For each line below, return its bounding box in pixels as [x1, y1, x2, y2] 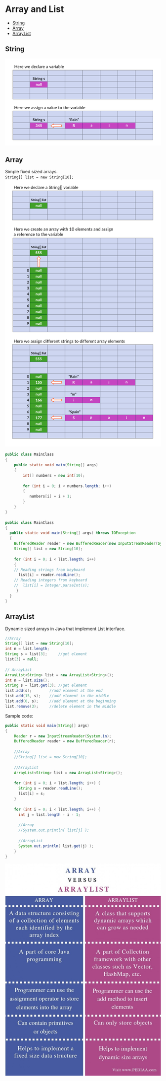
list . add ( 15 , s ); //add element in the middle [5, 694, 110, 699]
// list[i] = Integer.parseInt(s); [14, 583, 90, 588]
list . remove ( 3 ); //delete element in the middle [5, 704, 116, 709]
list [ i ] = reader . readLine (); [18, 573, 81, 577]
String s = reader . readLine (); [18, 786, 83, 791]
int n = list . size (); [5, 678, 50, 683]
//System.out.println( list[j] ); [18, 828, 90, 833]
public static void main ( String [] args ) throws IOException [9, 530, 136, 536]
